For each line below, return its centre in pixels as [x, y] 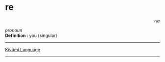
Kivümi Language [23, 49]
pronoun [14, 30]
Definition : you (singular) [31, 35]
